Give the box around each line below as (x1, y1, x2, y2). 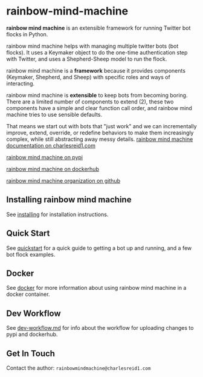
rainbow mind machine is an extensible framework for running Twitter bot (6, 24, 191, 31)
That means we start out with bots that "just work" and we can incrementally (6, 122, 197, 129)
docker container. (6, 290, 50, 298)
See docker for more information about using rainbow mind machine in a (6, 284, 187, 292)
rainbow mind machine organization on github (6, 177, 121, 184)
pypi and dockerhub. (6, 331, 58, 338)
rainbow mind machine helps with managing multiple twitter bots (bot (6, 42, 179, 50)
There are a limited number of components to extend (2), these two (6, 98, 174, 105)
